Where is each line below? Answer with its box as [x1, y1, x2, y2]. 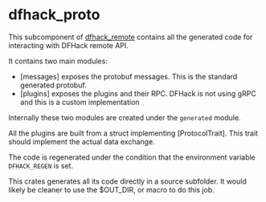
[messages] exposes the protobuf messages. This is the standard [19, 71, 238, 81]
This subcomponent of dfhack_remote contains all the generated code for [8, 32, 253, 42]
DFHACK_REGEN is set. [8, 160, 74, 170]
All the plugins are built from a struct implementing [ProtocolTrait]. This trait [8, 128, 259, 138]
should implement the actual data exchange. [8, 136, 155, 146]
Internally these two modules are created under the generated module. [8, 112, 241, 122]
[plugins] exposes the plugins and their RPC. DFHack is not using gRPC [19, 88, 257, 98]
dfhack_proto [8, 6, 100, 24]
